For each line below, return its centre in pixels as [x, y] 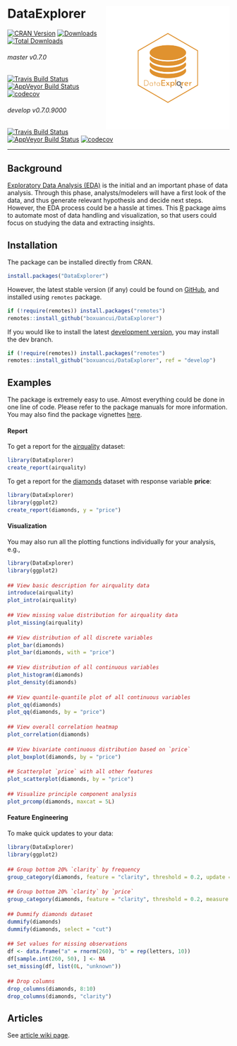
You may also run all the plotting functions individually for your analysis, [112, 541]
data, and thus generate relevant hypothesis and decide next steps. [105, 201]
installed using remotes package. [55, 297]
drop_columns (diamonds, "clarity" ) [60, 996]
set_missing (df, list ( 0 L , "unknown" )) [64, 967]
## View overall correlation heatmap [63, 727]
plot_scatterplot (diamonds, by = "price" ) [71, 780]
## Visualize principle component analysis [72, 794]
